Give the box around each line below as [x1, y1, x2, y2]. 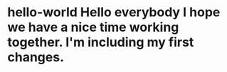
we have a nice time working [7, 19, 179, 35]
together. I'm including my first [7, 35, 194, 50]
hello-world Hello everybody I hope [7, 4, 221, 20]
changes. [7, 49, 64, 66]
